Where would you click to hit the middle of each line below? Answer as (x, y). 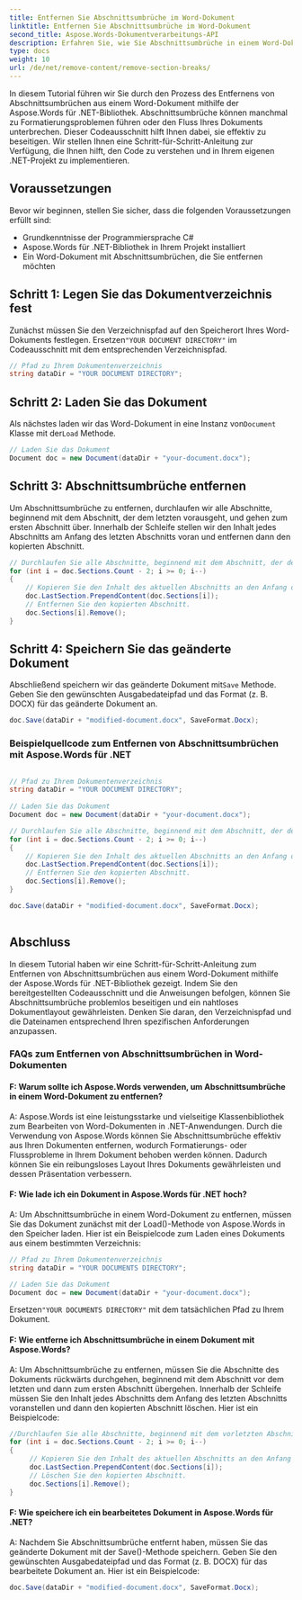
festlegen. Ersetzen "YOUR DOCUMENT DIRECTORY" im (145, 339)
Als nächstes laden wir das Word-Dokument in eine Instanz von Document (143, 424)
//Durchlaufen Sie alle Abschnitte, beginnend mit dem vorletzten (136, 1434)
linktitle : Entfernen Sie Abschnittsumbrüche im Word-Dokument (130, 26)
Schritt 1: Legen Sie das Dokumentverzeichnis (141, 295)
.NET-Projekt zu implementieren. (70, 160)
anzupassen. (33, 1030)
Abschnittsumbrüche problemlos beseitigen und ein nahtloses (124, 1002)
